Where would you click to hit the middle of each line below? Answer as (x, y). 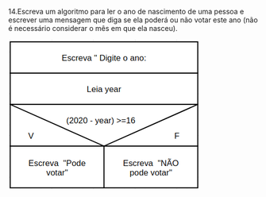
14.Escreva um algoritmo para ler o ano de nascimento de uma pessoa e (126, 12)
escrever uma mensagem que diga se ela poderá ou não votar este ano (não (133, 20)
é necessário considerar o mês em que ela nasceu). (93, 28)
